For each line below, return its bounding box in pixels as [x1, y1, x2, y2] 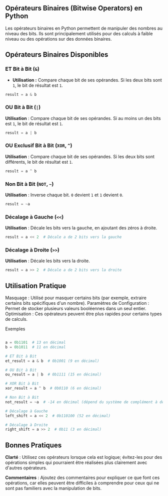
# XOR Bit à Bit [5, 381, 39, 386]
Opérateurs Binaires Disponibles [5, 50, 108, 59]
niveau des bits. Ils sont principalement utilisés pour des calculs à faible [5, 30, 153, 37]
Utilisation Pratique [5, 281, 66, 290]
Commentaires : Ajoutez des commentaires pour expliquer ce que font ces [5, 474, 160, 481]
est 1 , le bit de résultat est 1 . [5, 120, 63, 127]
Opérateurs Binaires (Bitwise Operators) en [5, 4, 142, 13]
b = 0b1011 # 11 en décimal [5, 344, 66, 349]
